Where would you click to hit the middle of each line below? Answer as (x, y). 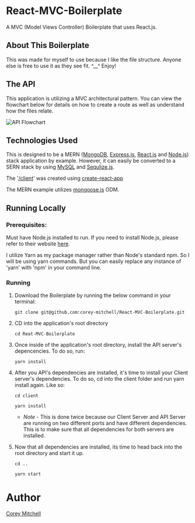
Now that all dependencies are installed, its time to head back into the (98, 447)
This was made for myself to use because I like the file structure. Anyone (94, 59)
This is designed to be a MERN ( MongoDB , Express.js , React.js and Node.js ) (97, 155)
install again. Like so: (40, 385)
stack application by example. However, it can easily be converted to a (91, 161)
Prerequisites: (27, 225)
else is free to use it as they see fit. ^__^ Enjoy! (61, 66)
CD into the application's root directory (61, 323)
